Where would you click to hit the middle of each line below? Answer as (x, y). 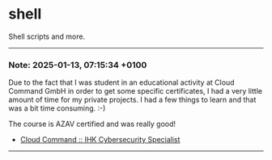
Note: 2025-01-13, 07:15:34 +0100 (78, 65)
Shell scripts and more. (47, 36)
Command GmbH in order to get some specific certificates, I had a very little (136, 91)
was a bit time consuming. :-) (57, 108)
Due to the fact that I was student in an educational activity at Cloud (121, 82)
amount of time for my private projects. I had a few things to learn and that (132, 100)
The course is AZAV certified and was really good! (92, 124)
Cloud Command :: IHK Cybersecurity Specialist (100, 140)
